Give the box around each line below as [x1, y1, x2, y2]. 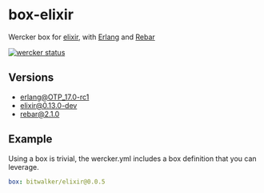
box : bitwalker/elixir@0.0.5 [8, 178, 106, 186]
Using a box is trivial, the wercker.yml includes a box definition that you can [8, 154, 258, 163]
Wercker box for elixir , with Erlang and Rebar [8, 32, 156, 42]
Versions [8, 70, 54, 85]
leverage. [8, 162, 39, 171]
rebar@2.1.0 [19, 109, 60, 119]
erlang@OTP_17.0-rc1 [19, 92, 90, 102]
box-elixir [8, 6, 74, 24]
